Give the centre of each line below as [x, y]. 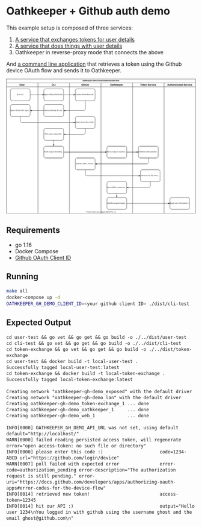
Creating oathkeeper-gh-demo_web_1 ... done [78, 415]
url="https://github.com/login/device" [69, 458]
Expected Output [39, 323]
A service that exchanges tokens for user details [75, 39]
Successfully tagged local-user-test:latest [63, 367]
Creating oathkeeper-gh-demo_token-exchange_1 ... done [78, 403]
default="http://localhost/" [43, 434]
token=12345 [21, 500]
